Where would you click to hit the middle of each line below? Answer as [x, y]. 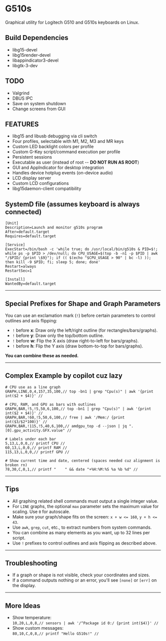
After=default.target [27, 232]
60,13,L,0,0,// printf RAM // [36, 448]
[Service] [15, 245]
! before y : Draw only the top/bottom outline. [58, 336]
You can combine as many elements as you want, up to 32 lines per [81, 532]
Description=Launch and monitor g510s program [54, 228]
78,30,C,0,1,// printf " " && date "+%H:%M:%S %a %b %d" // [72, 469]
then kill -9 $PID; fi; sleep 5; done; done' [53, 262]
